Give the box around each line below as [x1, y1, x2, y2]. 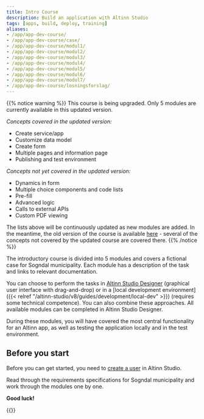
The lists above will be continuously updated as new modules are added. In [6, 224, 195, 231]
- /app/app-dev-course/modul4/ [6, 60, 86, 66]
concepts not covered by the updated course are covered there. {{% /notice [6, 236, 198, 244]
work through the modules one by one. [6, 382, 104, 390]
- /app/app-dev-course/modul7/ [6, 77, 86, 83]
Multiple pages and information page [15, 149, 108, 156]
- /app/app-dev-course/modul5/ [6, 65, 86, 72]
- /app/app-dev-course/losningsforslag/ [6, 83, 111, 89]
